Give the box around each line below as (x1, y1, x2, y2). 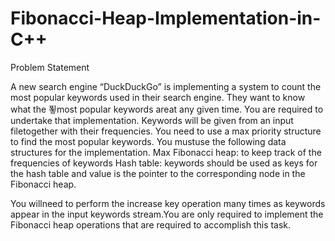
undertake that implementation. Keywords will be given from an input (10, 114, 294, 126)
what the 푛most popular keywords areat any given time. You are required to (10, 103, 324, 115)
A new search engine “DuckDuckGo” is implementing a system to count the (10, 80, 322, 92)
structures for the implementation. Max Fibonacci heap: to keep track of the (10, 146, 322, 158)
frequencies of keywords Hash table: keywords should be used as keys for (10, 157, 318, 169)
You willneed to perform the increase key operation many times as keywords (10, 197, 326, 209)
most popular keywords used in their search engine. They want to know (10, 91, 306, 103)
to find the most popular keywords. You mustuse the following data (10, 135, 287, 147)
